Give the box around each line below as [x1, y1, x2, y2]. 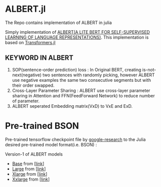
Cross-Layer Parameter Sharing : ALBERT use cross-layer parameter [12, 87, 150, 93]
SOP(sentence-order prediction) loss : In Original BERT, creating [12, 67, 141, 72]
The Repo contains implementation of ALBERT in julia [5, 20, 112, 25]
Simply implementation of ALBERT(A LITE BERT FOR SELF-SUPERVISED [5, 29, 150, 35]
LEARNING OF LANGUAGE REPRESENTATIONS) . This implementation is [5, 34, 149, 40]
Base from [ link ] [12, 161, 45, 166]
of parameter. [12, 98, 40, 104]
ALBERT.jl [5, 3, 46, 15]
